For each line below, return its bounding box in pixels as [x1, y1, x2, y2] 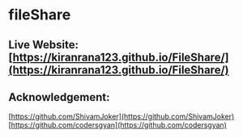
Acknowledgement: [8, 90, 110, 104]
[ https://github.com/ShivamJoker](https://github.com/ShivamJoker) [8, 111, 235, 122]
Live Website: [8, 38, 79, 52]
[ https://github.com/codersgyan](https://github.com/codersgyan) [8, 120, 227, 130]
